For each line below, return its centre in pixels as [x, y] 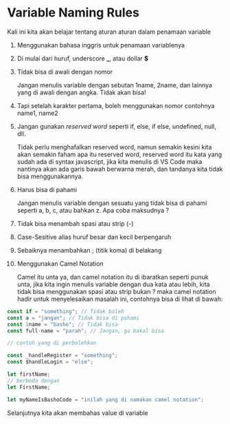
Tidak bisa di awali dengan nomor [65, 72]
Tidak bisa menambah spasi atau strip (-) [75, 223]
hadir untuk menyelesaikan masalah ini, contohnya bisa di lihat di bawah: [120, 299]
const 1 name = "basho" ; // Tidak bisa [62, 324]
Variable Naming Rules [73, 13]
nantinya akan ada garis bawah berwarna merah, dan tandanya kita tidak [120, 169]
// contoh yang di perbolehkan [52, 343]
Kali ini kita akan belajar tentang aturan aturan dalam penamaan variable [109, 32]
